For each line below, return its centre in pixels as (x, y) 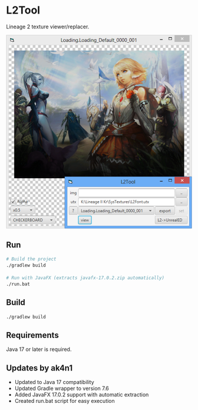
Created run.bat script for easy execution (65, 401)
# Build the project (32, 259)
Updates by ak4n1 (39, 368)
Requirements (32, 335)
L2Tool (23, 10)
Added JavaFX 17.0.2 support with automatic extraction (82, 395)
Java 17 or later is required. (39, 349)
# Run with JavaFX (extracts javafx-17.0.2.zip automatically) (85, 278)
